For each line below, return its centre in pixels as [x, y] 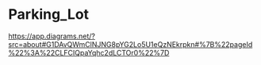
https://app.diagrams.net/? [52, 36]
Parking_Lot [49, 14]
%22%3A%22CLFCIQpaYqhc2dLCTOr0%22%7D [89, 52]
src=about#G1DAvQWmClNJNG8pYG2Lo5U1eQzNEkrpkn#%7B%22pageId [130, 44]
